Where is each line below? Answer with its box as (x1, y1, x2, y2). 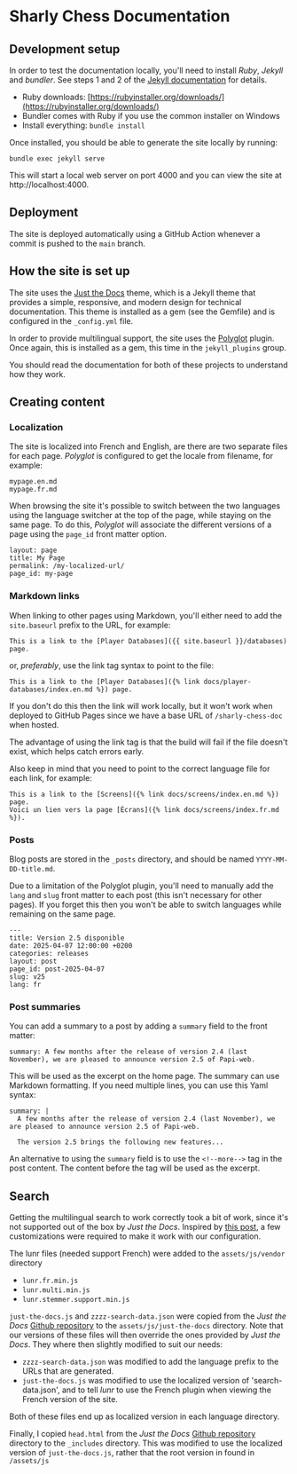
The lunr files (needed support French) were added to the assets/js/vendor (9, 1249, 285, 1259)
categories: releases (9, 949, 90, 958)
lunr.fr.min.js (21, 1276, 79, 1286)
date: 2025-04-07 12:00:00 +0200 (9, 941, 133, 950)
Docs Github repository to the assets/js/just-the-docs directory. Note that (9, 1320, 284, 1331)
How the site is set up (9, 264, 130, 279)
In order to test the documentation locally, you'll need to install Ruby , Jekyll (9, 65, 284, 75)
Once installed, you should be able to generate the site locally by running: (9, 138, 277, 147)
